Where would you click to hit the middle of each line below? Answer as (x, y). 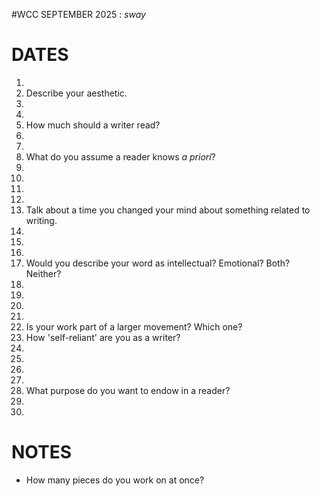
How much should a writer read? (93, 125)
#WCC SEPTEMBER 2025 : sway (78, 14)
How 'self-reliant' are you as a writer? (103, 337)
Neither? (43, 273)
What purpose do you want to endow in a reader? (128, 390)
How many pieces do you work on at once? (115, 480)
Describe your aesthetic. (76, 93)
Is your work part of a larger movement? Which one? (134, 326)
